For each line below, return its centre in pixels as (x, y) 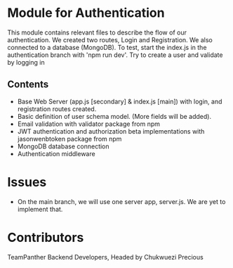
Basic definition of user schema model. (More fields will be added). (114, 116)
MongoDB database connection (64, 146)
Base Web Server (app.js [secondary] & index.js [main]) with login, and (120, 101)
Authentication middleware (56, 153)
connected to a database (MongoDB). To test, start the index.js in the (107, 47)
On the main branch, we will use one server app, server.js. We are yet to (121, 201)
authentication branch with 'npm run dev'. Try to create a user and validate (115, 55)
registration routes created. (57, 109)
